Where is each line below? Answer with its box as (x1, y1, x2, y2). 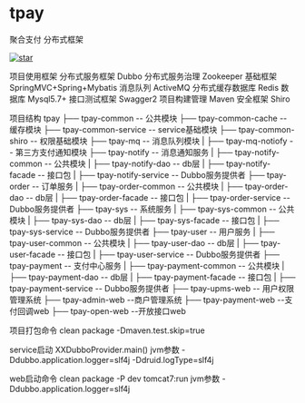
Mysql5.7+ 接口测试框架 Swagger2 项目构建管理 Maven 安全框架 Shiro (26, 93, 290, 104)
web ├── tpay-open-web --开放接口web (33, 305, 186, 316)
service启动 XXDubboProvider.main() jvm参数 (9, 344, 180, 355)
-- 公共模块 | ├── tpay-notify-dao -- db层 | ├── (44, 158, 224, 169)
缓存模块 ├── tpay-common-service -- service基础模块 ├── (9, 123, 237, 134)
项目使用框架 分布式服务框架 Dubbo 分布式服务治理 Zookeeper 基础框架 (9, 71, 277, 82)
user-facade (9, 249, 56, 260)
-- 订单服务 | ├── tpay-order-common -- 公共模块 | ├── (31, 181, 243, 192)
